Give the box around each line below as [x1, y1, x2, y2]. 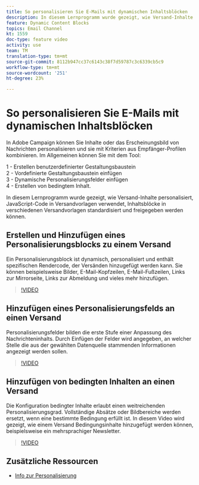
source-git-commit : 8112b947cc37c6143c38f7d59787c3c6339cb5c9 [6, 59, 164, 65]
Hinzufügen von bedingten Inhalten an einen [6, 377, 175, 387]
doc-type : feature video [6, 36, 68, 42]
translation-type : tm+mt [6, 53, 68, 59]
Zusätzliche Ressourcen [6, 456, 98, 466]
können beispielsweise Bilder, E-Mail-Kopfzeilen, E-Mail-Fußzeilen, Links [6, 268, 185, 275]
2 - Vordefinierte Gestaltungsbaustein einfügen [6, 170, 122, 177]
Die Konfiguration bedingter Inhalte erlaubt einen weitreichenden [6, 402, 166, 409]
